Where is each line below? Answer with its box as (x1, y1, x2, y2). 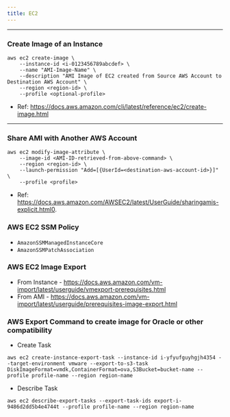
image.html (16, 110, 49, 118)
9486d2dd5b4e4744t (7, 403, 60, 411)
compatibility (7, 325, 53, 335)
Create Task (16, 341, 51, 349)
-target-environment (7, 360, 66, 367)
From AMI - (16, 292, 49, 301)
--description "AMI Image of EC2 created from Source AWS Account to (19, 73, 222, 79)
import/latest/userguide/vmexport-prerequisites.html (16, 285, 166, 293)
